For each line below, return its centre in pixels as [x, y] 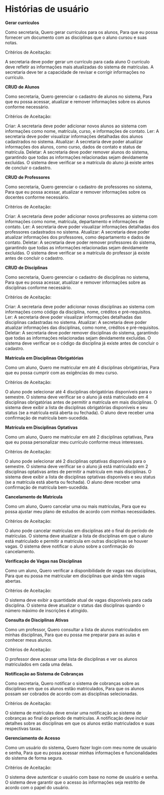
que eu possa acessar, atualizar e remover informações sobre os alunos [78, 101]
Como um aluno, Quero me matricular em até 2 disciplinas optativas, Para [79, 437]
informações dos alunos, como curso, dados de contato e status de [73, 147]
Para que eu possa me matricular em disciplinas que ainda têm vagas [75, 576]
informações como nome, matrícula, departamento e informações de [75, 221]
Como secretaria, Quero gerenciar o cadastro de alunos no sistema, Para [79, 96]
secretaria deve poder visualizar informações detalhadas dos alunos [74, 136]
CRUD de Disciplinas [26, 267]
